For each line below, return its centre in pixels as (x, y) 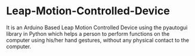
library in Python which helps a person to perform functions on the (88, 33)
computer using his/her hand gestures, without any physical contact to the (98, 40)
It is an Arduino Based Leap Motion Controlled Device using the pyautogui (97, 27)
